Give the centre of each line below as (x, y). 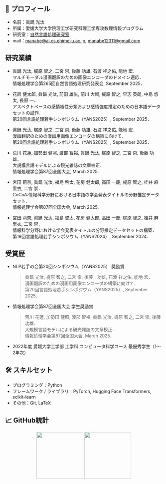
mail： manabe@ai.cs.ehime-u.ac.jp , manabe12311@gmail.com (76, 40)
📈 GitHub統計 (27, 420)
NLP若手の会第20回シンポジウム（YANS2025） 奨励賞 (68, 267)
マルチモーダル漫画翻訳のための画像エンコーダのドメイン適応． (78, 77)
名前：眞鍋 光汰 (28, 22)
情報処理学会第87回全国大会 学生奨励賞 (53, 307)
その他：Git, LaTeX (32, 403)
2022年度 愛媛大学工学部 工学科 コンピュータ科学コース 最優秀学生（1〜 (86, 347)
